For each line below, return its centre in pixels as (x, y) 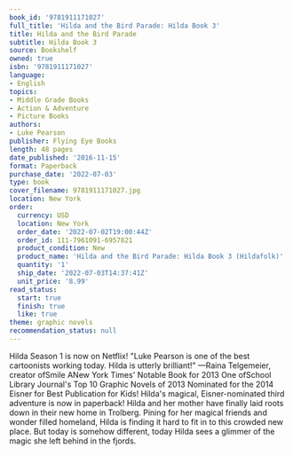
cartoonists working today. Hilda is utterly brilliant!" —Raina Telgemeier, (140, 365)
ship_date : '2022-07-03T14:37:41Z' (83, 273)
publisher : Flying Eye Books (63, 141)
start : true (40, 298)
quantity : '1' (43, 265)
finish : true (41, 306)
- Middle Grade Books (49, 100)
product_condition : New (61, 248)
